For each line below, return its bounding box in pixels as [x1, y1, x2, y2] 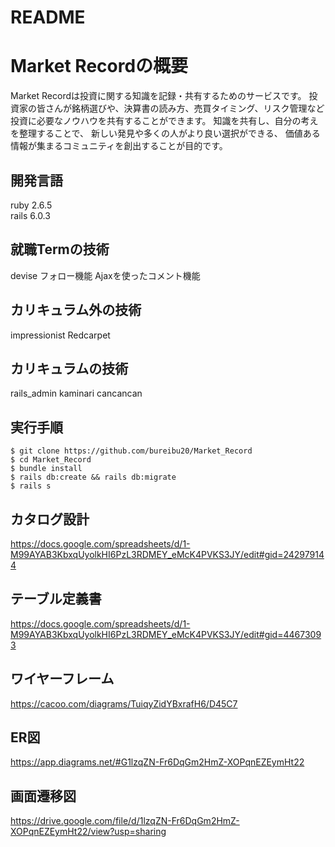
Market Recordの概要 [10, 55, 189, 78]
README [10, 6, 86, 29]
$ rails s [10, 481, 52, 491]
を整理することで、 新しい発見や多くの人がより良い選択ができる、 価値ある [10, 127, 321, 140]
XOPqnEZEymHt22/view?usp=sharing [10, 826, 167, 838]
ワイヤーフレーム [10, 671, 115, 688]
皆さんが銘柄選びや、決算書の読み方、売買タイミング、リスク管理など [36, 102, 325, 115]
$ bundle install [10, 464, 83, 474]
